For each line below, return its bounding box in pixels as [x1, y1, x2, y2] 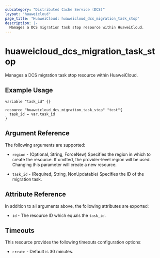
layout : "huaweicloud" [5, 12, 51, 16]
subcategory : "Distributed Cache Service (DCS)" [5, 7, 105, 12]
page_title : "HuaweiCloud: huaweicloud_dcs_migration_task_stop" [5, 16, 140, 21]
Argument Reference [5, 129, 70, 137]
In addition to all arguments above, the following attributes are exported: [5, 203, 149, 209]
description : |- [5, 20, 38, 26]
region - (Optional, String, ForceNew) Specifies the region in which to [12, 151, 151, 157]
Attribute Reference [5, 190, 66, 198]
